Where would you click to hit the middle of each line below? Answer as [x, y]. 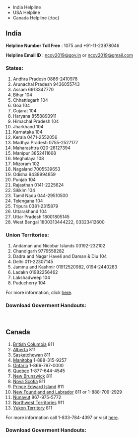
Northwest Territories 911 [38, 402]
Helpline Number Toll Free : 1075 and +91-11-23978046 [63, 45]
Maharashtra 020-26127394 [42, 148]
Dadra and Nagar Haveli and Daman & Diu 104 [60, 256]
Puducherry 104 [29, 283]
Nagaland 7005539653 [36, 169]
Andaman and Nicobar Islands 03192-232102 [59, 246]
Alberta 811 [24, 349]
